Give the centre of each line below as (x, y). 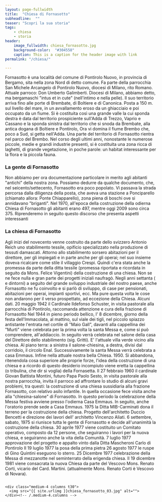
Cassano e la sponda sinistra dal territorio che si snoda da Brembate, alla (78, 124)
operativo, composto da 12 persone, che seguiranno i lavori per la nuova (77, 432)
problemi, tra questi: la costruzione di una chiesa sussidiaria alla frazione (77, 386)
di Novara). (16, 473)
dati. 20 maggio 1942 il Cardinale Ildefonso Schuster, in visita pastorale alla (80, 304)
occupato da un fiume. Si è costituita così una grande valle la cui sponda (77, 113)
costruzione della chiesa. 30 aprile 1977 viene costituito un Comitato (73, 427)
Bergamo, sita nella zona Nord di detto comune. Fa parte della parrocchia (78, 82)
